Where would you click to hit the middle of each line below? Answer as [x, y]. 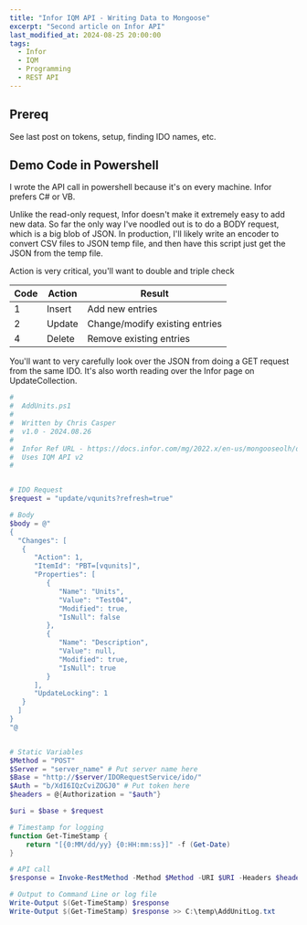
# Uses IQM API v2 [47, 457]
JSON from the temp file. [56, 253]
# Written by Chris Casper [63, 423]
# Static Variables [47, 752]
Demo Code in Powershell [84, 165]
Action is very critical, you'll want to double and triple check [122, 271]
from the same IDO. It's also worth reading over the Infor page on [132, 371]
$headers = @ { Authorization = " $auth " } [85, 795]
